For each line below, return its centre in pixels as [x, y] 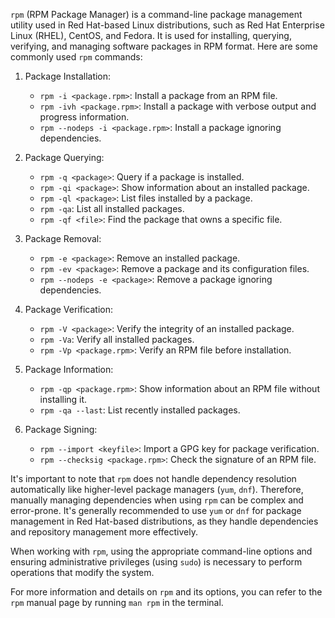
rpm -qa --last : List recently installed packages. [140, 410]
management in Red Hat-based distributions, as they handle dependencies [164, 521]
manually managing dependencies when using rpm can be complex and [157, 500]
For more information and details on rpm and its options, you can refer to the [166, 592]
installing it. [63, 399]
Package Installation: [68, 76]
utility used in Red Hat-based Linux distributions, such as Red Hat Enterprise [167, 25]
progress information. [84, 117]
